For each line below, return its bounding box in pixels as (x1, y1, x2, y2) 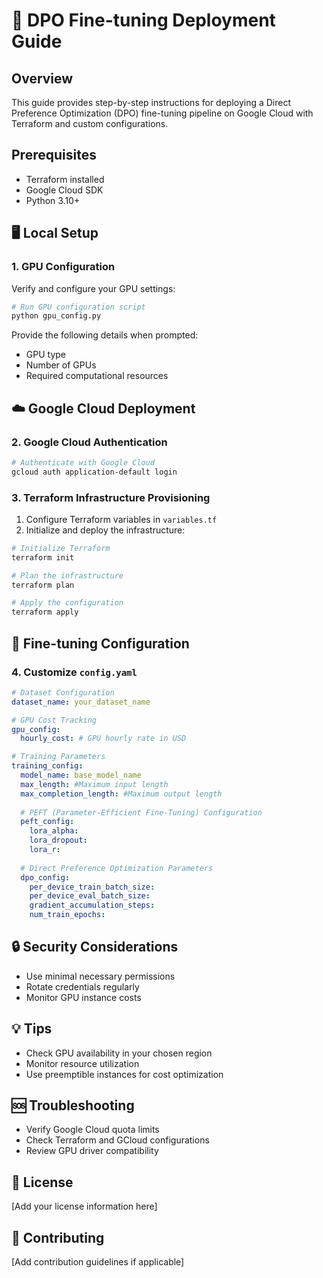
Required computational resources (25, 370, 169, 382)
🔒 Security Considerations (11, 939, 179, 956)
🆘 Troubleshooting (11, 1097, 135, 1114)
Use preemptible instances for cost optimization (25, 1068, 224, 1080)
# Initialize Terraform (11, 543, 111, 553)
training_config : (11, 761, 84, 771)
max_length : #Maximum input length (20, 779, 169, 789)
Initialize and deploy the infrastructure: (25, 524, 186, 536)
